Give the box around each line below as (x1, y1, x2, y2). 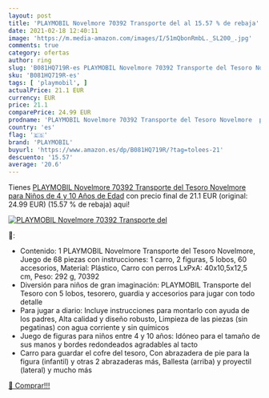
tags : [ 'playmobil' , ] (8, 78, 88, 86)
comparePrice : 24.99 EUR (8, 109, 91, 117)
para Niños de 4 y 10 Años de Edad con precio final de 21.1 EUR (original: (8, 191, 248, 201)
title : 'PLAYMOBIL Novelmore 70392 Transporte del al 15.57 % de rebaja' (8, 19, 260, 27)
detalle (19, 297, 42, 307)
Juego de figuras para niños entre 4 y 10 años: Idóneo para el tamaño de (19, 332, 260, 341)
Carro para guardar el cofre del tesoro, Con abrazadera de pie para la (19, 348, 250, 358)
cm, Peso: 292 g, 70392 (19, 271, 100, 281)
